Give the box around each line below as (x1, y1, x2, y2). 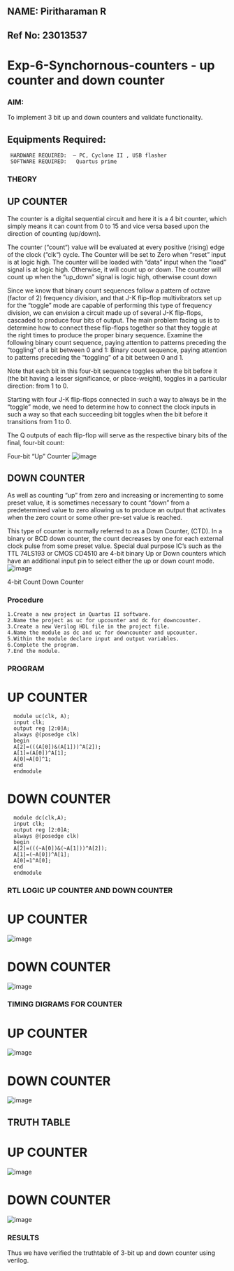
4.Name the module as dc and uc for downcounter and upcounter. (7, 629, 198, 636)
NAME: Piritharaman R (7, 6, 107, 17)
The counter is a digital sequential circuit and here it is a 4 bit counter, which (7, 214, 227, 223)
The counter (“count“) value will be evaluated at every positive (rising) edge (7, 243, 225, 251)
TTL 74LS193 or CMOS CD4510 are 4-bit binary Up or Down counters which (7, 549, 226, 557)
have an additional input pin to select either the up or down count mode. (7, 556, 214, 565)
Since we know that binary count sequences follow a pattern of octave (7, 286, 211, 295)
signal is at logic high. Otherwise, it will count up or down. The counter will (7, 265, 221, 274)
